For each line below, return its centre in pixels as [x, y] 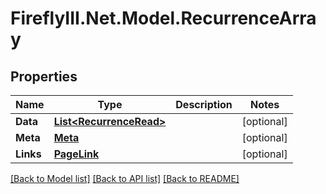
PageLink [76, 154]
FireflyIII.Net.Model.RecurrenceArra [163, 18]
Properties [44, 76]
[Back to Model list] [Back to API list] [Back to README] [125, 178]
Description [204, 104]
